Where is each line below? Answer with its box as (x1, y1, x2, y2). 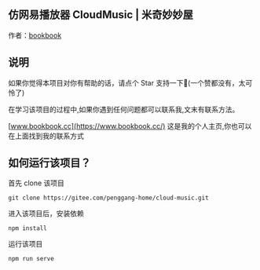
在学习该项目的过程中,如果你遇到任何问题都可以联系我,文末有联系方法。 (8, 104, 240, 114)
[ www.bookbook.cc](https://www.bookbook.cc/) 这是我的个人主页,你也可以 (8, 121, 252, 130)
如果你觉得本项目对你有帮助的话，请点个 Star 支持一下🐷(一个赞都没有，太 (8, 78, 246, 87)
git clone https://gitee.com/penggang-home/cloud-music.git (8, 194, 210, 202)
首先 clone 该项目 (8, 178, 65, 188)
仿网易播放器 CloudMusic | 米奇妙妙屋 (8, 8, 194, 22)
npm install (8, 224, 47, 232)
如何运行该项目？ (8, 156, 91, 170)
